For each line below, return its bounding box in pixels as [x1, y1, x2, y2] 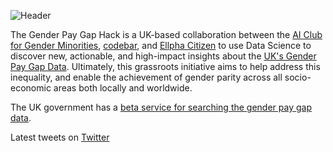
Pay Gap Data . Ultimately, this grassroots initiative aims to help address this [10, 61, 321, 72]
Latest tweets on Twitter [10, 131, 110, 143]
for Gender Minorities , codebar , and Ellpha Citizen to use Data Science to [10, 40, 312, 51]
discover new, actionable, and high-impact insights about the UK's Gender [10, 50, 317, 62]
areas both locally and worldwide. [53, 82, 193, 94]
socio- [284, 71, 312, 83]
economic [10, 82, 52, 94]
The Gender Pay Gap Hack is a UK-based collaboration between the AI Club [10, 29, 323, 40]
